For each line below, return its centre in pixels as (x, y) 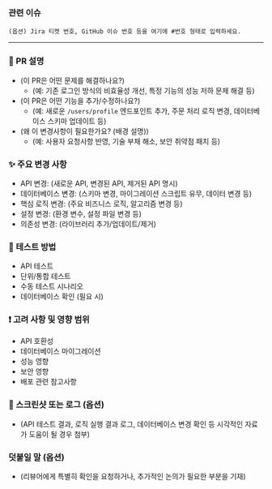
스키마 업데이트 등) (77, 121)
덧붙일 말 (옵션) (36, 457)
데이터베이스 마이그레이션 (60, 351)
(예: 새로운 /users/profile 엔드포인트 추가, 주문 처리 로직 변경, (132, 110)
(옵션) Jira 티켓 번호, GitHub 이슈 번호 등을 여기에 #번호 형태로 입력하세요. (125, 32)
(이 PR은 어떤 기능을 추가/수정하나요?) (80, 101)
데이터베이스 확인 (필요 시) (62, 297)
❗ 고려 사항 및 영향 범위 (49, 320)
